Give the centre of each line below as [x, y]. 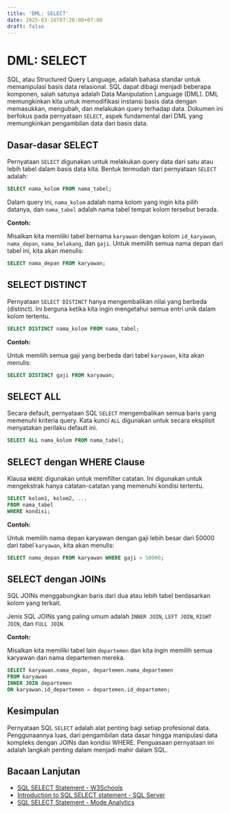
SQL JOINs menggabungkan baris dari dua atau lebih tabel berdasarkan [109, 596]
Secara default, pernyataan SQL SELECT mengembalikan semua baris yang [112, 413]
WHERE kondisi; [29, 511]
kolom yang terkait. [34, 603]
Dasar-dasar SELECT [53, 145]
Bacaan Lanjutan [44, 771]
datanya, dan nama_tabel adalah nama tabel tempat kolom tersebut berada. [113, 209]
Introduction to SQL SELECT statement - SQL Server [91, 795]
